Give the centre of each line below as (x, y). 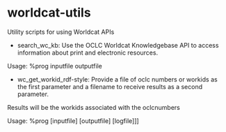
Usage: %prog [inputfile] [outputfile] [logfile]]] (73, 121)
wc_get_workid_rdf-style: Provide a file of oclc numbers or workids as (117, 79)
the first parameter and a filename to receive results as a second (110, 86)
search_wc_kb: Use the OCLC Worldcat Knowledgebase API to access (118, 45)
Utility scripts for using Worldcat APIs (61, 32)
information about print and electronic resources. (88, 53)
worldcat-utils (49, 13)
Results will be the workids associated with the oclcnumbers (94, 107)
